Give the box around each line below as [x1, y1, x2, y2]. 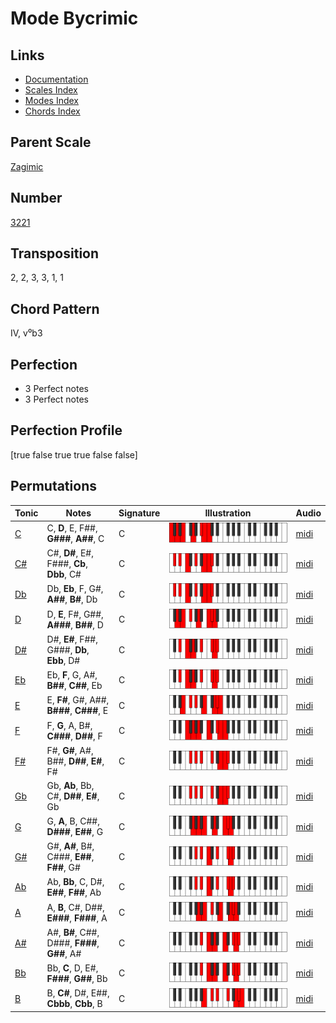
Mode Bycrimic [10, 7, 139, 30]
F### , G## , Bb [46, 972, 108, 984]
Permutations [10, 478, 97, 495]
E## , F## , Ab [46, 886, 102, 898]
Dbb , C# [46, 568, 82, 581]
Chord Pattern [10, 300, 100, 317]
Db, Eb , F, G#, [46, 583, 104, 595]
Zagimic [10, 160, 44, 172]
